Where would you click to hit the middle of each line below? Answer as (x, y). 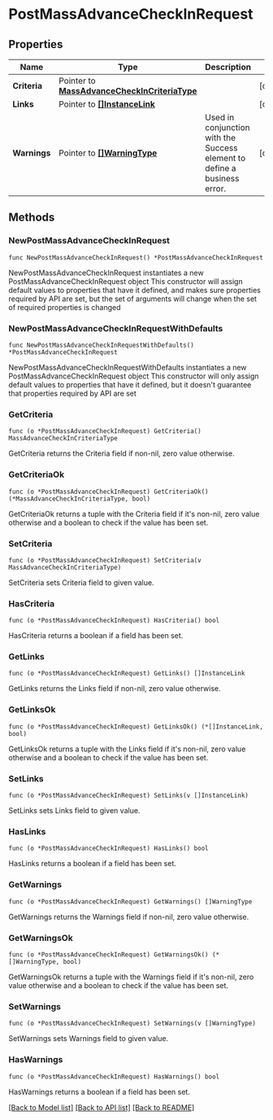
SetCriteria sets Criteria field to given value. (81, 582)
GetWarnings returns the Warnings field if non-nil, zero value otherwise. (129, 917)
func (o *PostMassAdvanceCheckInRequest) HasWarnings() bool (114, 1076)
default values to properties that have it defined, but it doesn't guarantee (130, 384)
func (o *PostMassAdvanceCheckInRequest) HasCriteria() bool (114, 621)
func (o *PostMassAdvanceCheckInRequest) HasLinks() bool (108, 849)
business (222, 178)
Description (228, 67)
